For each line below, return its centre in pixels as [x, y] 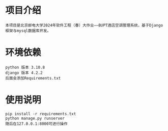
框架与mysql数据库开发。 [28, 31]
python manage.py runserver [35, 118]
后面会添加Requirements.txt [33, 78]
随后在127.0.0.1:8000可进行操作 [36, 124]
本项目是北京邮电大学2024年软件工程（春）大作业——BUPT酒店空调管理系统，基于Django [84, 25]
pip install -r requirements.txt [41, 114]
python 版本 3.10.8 [25, 67]
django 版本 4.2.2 [24, 73]
